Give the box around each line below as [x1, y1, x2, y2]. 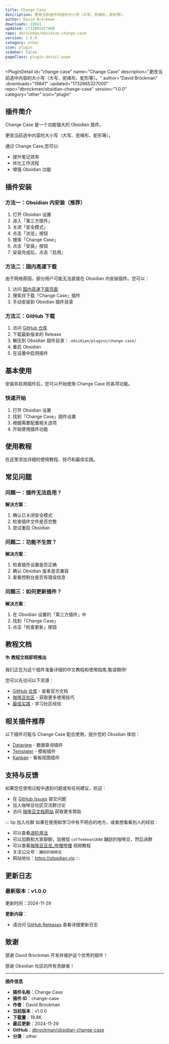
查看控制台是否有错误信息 [12, 574, 66, 581]
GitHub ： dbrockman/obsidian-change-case [12, 1027, 105, 1033]
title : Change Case [5, 7, 46, 13]
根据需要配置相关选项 [12, 420, 57, 426]
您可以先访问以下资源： [5, 677, 54, 683]
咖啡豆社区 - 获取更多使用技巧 [12, 694, 75, 701]
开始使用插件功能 [12, 426, 48, 432]
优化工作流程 [12, 160, 39, 166]
